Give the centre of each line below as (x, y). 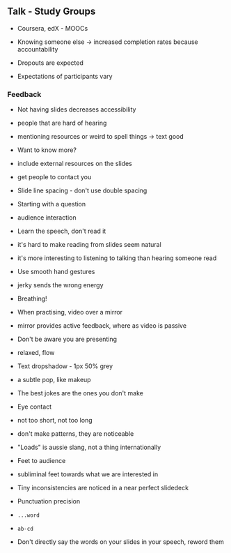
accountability (38, 49)
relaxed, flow (36, 353)
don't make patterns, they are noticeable (75, 434)
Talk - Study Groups (51, 12)
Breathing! (32, 298)
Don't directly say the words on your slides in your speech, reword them (120, 542)
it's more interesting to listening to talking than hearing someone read (117, 258)
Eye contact (34, 407)
